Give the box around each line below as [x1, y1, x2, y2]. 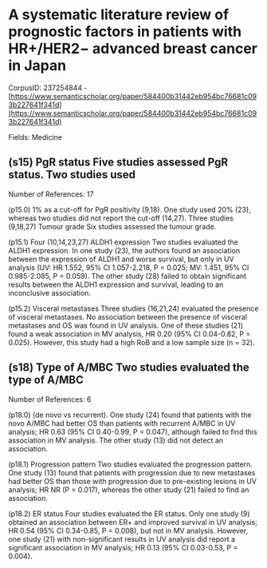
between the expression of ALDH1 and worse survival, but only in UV [8, 254, 234, 264]
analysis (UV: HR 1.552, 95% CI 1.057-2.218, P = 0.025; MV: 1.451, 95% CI [8, 262, 249, 272]
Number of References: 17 [8, 189, 94, 199]
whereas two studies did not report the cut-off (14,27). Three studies [8, 213, 234, 223]
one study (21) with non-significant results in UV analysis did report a [8, 534, 236, 544]
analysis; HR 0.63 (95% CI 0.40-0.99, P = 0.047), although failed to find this [8, 427, 257, 436]
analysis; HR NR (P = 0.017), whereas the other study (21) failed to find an [8, 485, 249, 495]
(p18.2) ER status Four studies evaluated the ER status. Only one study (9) [8, 509, 250, 518]
